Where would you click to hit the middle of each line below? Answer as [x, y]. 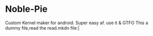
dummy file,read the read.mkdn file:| [42, 28]
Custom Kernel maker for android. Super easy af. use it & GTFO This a [76, 23]
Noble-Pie [26, 9]
